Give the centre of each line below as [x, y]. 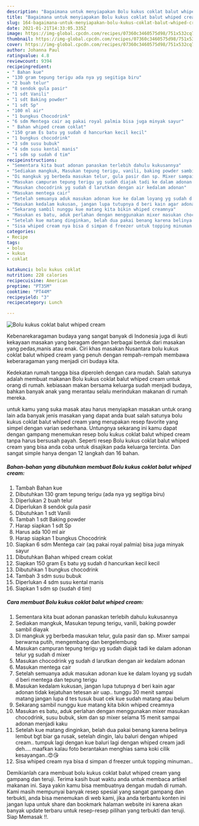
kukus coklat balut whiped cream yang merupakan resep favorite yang [93, 422]
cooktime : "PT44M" [29, 291]
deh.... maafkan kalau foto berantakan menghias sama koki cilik [92, 749]
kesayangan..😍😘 [37, 755]
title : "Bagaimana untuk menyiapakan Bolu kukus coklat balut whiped [94, 17]
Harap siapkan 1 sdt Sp [43, 526]
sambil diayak [32, 630]
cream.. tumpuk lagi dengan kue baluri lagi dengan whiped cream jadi [100, 743]
